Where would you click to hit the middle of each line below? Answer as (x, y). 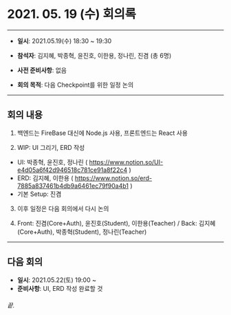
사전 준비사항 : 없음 (42, 70)
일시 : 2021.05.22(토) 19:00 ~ (56, 280)
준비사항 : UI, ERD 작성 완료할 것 (60, 288)
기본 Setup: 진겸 (39, 194)
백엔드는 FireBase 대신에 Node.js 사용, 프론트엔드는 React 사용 (102, 133)
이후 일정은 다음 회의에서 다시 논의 (63, 208)
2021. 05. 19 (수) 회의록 (71, 14)
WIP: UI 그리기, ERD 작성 (51, 147)
